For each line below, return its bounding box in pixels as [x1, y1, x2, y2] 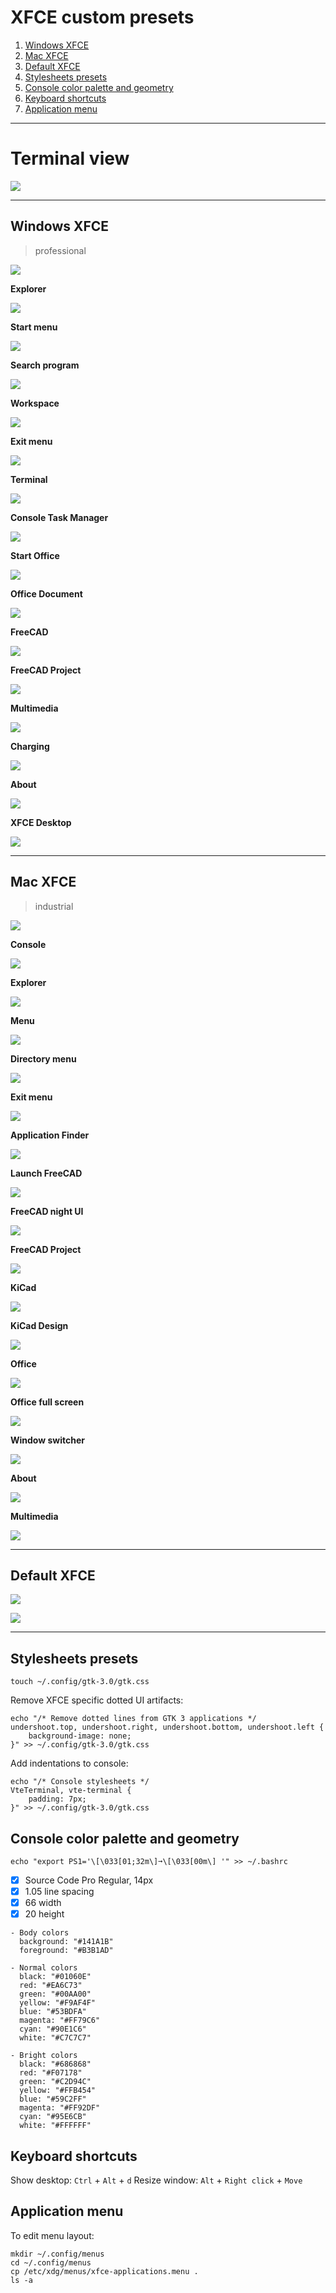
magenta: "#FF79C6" [19, 2016, 101, 2026]
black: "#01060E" [19, 1972, 92, 1982]
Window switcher [10, 1434, 85, 1446]
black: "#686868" [19, 2059, 92, 2070]
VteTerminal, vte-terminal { [10, 1786, 132, 1796]
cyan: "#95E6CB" [19, 2112, 87, 2122]
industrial [34, 900, 74, 912]
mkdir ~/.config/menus [10, 2249, 105, 2259]
